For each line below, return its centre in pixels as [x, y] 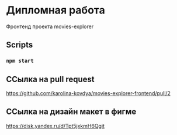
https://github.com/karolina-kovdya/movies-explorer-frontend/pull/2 [88, 93]
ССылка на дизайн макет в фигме [71, 112]
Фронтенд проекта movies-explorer [50, 26]
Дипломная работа [55, 10]
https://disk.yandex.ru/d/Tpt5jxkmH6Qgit [55, 126]
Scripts [20, 45]
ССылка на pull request [50, 79]
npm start [20, 61]
